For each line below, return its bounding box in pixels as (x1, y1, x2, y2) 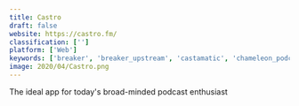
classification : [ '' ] (9, 37, 90, 47)
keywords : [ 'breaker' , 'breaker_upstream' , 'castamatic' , (9, 54, 229, 63)
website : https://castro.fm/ (9, 29, 117, 38)
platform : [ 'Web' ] (9, 46, 77, 55)
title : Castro (9, 12, 62, 22)
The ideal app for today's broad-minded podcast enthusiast (9, 86, 229, 97)
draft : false (9, 21, 58, 30)
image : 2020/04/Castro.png (9, 63, 109, 72)
